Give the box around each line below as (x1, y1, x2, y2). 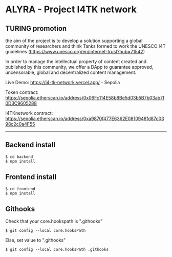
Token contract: (5, 89, 39, 95)
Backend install (5, 141, 55, 149)
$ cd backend (5, 154, 33, 160)
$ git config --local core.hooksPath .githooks (5, 247, 109, 252)
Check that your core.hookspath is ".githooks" (5, 218, 103, 224)
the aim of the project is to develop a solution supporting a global (5, 37, 143, 44)
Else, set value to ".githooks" (5, 237, 66, 243)
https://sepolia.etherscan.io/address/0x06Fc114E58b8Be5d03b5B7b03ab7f (5, 95, 165, 101)
